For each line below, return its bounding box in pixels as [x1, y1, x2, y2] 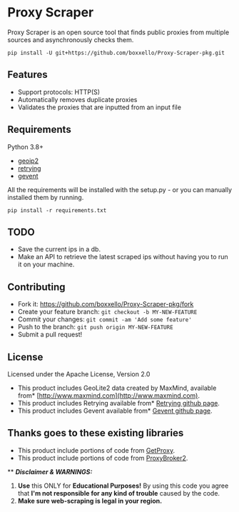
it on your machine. [17, 260, 75, 268]
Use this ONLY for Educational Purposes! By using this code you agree [17, 481, 229, 490]
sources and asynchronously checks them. [7, 35, 134, 44]
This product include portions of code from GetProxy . [17, 446, 176, 454]
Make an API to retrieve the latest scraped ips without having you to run [17, 253, 228, 261]
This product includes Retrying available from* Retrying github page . [17, 399, 220, 407]
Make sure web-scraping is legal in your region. [17, 496, 163, 505]
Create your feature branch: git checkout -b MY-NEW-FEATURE [17, 308, 198, 316]
